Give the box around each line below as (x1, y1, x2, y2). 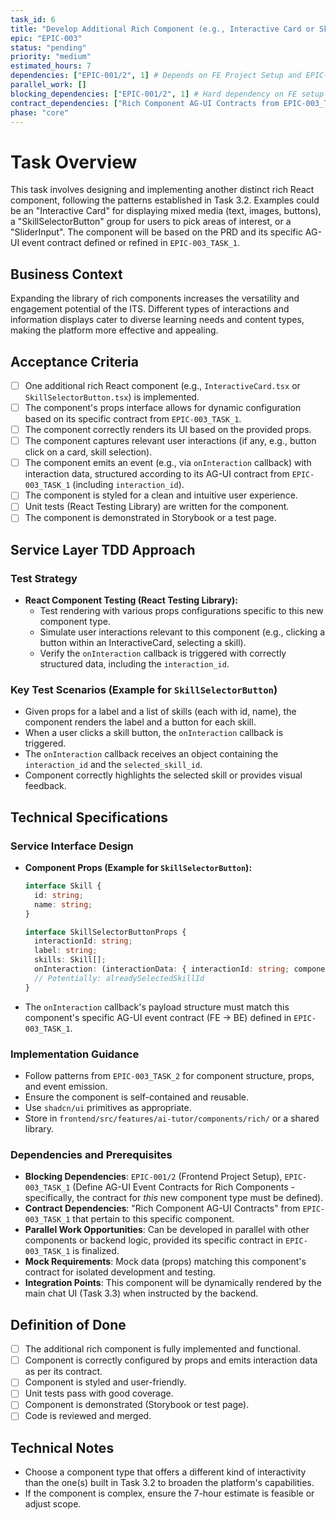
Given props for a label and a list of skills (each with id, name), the (24, 706, 297, 718)
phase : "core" (10, 107, 70, 118)
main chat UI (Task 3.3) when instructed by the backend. (24, 1287, 259, 1300)
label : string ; (34, 946, 98, 956)
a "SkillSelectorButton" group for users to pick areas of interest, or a (10, 216, 292, 228)
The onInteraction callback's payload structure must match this (24, 1001, 290, 1013)
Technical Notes (10, 1439, 115, 1456)
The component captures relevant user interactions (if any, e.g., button (24, 435, 317, 447)
